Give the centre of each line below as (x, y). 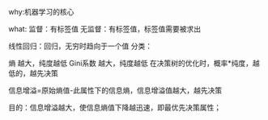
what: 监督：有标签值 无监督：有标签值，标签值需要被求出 (105, 29)
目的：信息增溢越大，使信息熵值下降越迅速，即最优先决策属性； (115, 108)
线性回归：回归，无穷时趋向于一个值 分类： (80, 46)
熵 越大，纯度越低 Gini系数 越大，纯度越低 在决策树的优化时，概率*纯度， (131, 63)
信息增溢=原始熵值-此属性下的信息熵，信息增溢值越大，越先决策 (115, 90)
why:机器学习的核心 (41, 12)
